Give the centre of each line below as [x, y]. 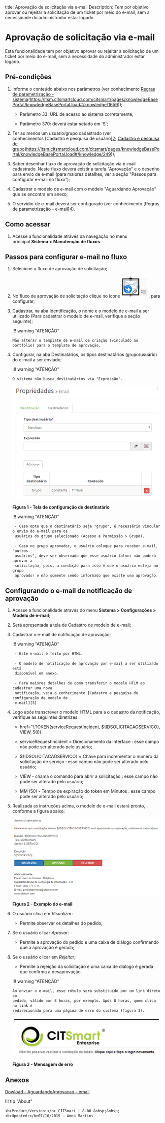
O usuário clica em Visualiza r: [42, 914]
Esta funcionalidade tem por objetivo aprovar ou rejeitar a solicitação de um [82, 51]
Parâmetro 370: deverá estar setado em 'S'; [64, 124]
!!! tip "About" [19, 1101]
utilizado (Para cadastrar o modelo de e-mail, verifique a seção [76, 316]
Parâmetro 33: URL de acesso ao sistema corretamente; [77, 114]
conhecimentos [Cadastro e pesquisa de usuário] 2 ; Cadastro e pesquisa [86, 138]
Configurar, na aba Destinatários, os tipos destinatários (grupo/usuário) [85, 354]
